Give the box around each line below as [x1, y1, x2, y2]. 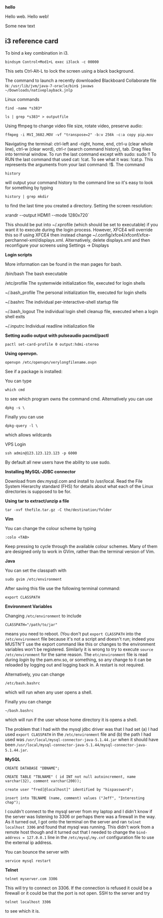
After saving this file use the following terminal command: [5, 585, 121, 591]
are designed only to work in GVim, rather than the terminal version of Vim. [5, 548, 155, 554]
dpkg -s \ [5, 405, 25, 410]
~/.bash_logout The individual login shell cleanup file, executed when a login [5, 308, 158, 314]
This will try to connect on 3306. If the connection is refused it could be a [5, 885, 152, 891]
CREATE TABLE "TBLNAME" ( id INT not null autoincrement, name [5, 774, 136, 779]
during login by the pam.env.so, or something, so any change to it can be [5, 657, 152, 663]
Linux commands [5, 96, 40, 102]
